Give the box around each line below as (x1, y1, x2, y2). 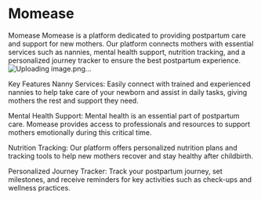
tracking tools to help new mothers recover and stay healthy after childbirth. (8, 151, 253, 161)
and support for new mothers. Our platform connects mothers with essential (8, 38, 254, 48)
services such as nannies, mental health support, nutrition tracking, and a (8, 47, 245, 56)
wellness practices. (8, 183, 71, 192)
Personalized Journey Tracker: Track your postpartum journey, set (8, 166, 223, 176)
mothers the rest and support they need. (8, 96, 139, 105)
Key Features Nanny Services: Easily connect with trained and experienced (8, 79, 251, 89)
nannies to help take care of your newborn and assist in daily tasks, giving (8, 87, 248, 96)
